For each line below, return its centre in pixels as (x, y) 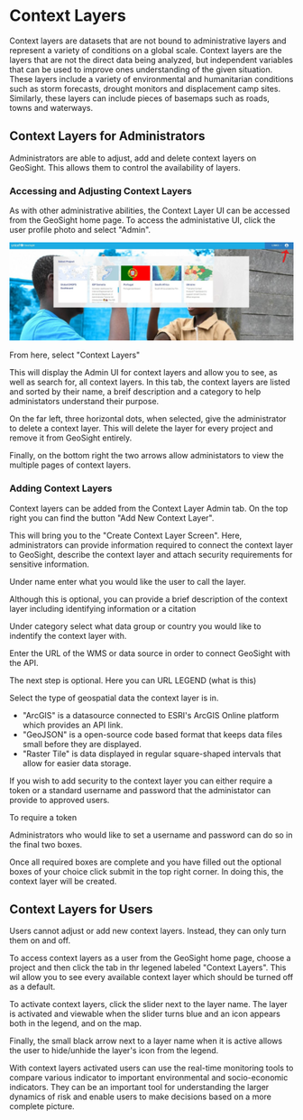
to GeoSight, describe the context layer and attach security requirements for (151, 554)
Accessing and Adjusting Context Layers (101, 190)
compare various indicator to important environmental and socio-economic (149, 1078)
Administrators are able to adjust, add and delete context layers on (133, 158)
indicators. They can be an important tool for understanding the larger (139, 1088)
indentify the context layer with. (68, 635)
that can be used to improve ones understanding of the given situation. (141, 69)
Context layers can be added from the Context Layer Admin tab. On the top (149, 508)
